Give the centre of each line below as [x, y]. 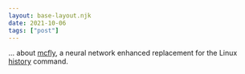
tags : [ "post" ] [34, 30]
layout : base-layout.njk [50, 16]
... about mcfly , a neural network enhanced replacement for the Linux [123, 53]
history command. [38, 61]
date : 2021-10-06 [37, 23]
